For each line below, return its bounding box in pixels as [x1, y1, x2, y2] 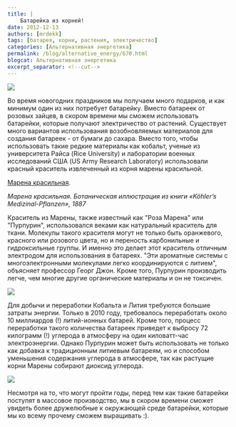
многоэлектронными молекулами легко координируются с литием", [7, 258, 217, 267]
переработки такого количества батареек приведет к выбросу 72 [7, 323, 209, 332]
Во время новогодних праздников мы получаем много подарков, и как [7, 96, 225, 105]
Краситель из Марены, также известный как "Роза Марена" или [7, 213, 204, 221]
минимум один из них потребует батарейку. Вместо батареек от [7, 104, 205, 112]
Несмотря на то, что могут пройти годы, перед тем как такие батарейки [7, 389, 229, 397]
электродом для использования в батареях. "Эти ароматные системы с [7, 251, 228, 260]
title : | [7, 10, 34, 18]
